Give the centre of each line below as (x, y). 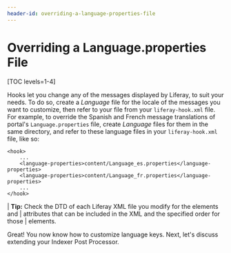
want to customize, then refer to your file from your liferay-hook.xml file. (111, 109)
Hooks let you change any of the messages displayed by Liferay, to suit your (115, 94)
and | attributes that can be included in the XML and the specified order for (114, 214)
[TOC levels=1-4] (31, 81)
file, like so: (23, 139)
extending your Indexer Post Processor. (63, 241)
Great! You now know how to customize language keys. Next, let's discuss (113, 234)
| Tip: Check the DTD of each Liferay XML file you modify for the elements (113, 206)
